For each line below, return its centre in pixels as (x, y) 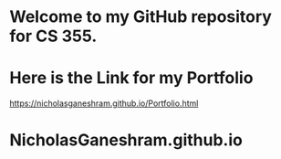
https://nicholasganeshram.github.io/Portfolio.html (104, 103)
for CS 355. (53, 36)
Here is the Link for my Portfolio (131, 78)
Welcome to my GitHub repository (140, 17)
